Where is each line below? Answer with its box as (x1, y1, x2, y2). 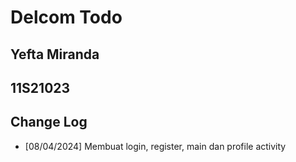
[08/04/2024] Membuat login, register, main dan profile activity (24, 140, 287, 152)
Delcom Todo (10, 6, 123, 29)
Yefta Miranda (10, 46, 100, 63)
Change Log (10, 114, 88, 131)
